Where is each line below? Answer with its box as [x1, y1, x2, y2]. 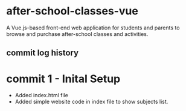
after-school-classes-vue [6, 4, 139, 18]
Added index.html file [14, 92, 68, 99]
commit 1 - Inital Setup [6, 72, 121, 85]
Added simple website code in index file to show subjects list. [14, 98, 168, 106]
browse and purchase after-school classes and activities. [6, 30, 149, 37]
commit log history [6, 48, 79, 58]
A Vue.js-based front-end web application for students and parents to [6, 24, 180, 31]
